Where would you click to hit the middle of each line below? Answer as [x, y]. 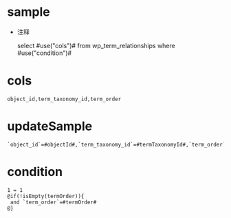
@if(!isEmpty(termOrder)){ [46, 196]
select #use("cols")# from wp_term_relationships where [96, 45]
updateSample [50, 126]
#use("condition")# [44, 53]
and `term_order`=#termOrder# [53, 202]
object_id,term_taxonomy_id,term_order [64, 99]
